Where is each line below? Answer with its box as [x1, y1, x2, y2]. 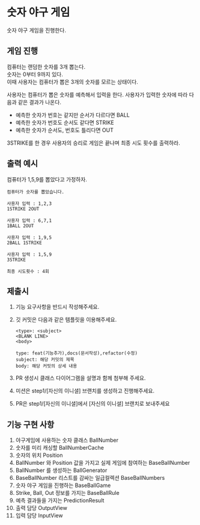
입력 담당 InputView [15, 512, 63, 519]
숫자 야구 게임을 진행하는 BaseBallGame [15, 482, 111, 489]
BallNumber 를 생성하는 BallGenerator [15, 467, 108, 474]
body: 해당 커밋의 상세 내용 [15, 363, 77, 369]
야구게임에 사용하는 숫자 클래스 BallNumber [15, 436, 119, 444]
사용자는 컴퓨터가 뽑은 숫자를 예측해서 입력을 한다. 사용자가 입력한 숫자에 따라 [7, 91, 188, 98]
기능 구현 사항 [7, 420, 55, 430]
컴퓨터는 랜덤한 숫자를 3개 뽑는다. [7, 63, 86, 70]
